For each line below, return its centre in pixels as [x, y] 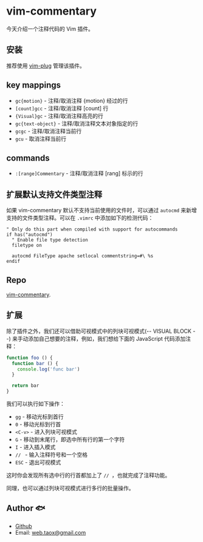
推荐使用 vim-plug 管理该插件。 [46, 66]
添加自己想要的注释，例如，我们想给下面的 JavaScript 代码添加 [107, 338]
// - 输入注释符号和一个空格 [51, 455]
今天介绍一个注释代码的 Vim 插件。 [50, 29]
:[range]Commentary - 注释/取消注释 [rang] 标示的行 [79, 173]
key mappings [34, 85]
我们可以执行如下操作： [36, 404]
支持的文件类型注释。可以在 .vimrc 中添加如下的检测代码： [80, 218]
